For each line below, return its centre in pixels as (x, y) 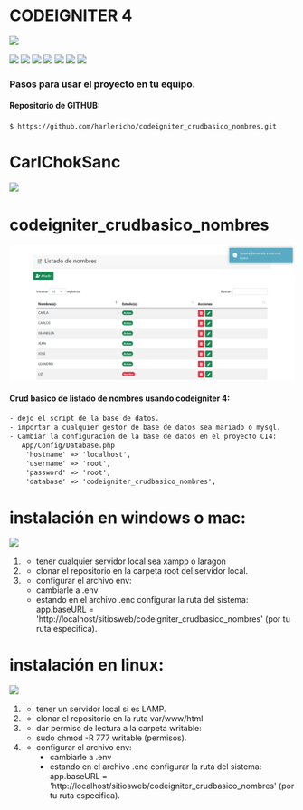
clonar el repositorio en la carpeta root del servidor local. (142, 571)
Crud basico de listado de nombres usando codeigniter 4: (120, 398)
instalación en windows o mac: (128, 518)
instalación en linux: (87, 665)
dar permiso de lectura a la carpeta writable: (118, 729)
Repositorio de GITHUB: (55, 106)
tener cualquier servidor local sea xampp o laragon (131, 561)
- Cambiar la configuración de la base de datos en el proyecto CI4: (143, 437)
